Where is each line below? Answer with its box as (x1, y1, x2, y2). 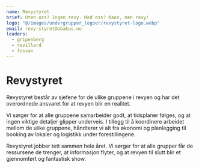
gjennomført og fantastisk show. (6, 155, 86, 162)
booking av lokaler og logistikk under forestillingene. (6, 130, 136, 138)
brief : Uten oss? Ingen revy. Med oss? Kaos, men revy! (6, 14, 149, 20)
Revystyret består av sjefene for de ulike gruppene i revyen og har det (6, 94, 180, 101)
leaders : (6, 31, 28, 37)
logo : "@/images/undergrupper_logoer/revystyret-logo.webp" (6, 20, 161, 26)
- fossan (11, 48, 34, 54)
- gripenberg (11, 37, 44, 43)
